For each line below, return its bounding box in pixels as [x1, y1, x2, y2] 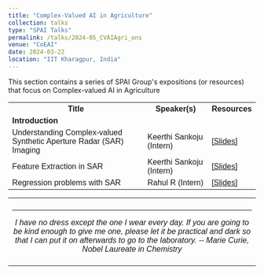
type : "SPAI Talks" [8, 26, 72, 34]
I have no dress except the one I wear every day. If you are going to [14, 217, 250, 227]
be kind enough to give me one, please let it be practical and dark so [13, 226, 251, 236]
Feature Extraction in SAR [12, 161, 104, 171]
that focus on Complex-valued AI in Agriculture [8, 85, 161, 94]
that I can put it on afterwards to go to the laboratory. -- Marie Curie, [14, 235, 250, 245]
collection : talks [8, 19, 68, 27]
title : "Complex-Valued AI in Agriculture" [8, 11, 153, 20]
